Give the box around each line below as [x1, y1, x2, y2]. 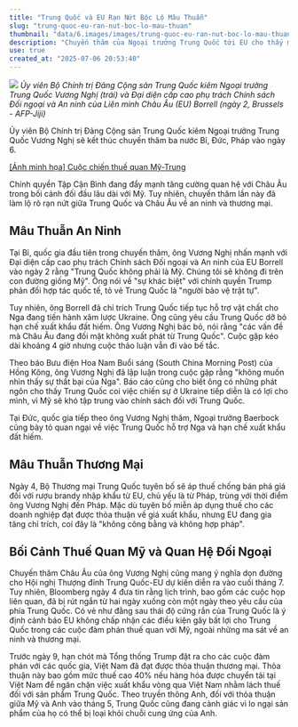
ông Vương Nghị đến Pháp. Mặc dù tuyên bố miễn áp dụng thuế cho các [9, 499, 274, 510]
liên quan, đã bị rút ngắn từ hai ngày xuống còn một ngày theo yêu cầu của [9, 596, 284, 607]
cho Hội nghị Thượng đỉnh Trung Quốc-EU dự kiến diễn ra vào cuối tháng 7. [9, 578, 285, 588]
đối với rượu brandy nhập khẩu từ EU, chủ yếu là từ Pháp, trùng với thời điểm [9, 490, 288, 501]
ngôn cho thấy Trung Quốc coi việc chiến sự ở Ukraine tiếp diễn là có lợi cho [9, 385, 288, 396]
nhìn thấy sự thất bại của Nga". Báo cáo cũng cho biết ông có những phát [9, 376, 278, 387]
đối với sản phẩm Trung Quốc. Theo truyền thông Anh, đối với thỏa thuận [9, 689, 277, 699]
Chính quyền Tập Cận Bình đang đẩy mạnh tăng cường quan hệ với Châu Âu [9, 179, 287, 190]
